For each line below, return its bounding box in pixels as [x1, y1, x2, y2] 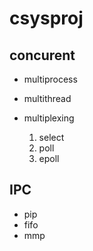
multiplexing [23, 112, 75, 124]
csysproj [9, 7, 84, 30]
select [38, 132, 65, 143]
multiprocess [23, 73, 78, 85]
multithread [23, 93, 72, 104]
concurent [9, 47, 76, 64]
